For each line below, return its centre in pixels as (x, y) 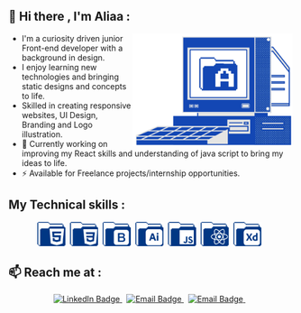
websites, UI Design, (59, 115)
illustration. (42, 134)
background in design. (63, 57)
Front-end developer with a (72, 48)
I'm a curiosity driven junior (72, 38)
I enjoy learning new (59, 67)
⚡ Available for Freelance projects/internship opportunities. (131, 173)
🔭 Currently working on (64, 143)
